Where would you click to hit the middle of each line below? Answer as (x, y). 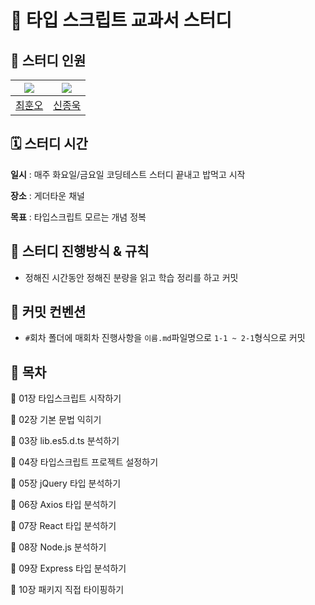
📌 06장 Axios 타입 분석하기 (63, 505)
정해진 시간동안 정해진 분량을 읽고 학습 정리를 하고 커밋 (131, 277)
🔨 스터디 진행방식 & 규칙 (80, 251)
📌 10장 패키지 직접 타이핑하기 (67, 590)
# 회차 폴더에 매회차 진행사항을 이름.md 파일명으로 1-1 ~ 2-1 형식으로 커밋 (165, 338)
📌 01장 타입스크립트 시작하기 (66, 398)
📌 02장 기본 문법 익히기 (56, 420)
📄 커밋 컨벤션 (48, 312)
